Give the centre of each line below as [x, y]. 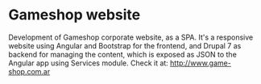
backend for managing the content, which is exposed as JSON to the [123, 54]
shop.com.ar [29, 71]
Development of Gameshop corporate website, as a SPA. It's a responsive [131, 37]
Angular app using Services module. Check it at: [89, 63]
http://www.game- [201, 63]
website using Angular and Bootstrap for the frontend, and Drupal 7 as [125, 45]
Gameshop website [75, 15]
